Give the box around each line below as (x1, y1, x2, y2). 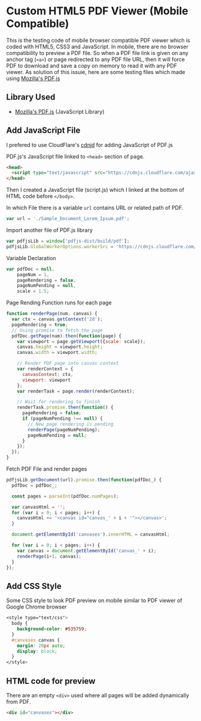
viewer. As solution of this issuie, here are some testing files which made (6, 68, 185, 75)
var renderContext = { (17, 366, 74, 372)
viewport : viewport (22, 377, 71, 383)
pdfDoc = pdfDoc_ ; (11, 482, 58, 488)
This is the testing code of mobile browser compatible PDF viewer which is (6, 36, 190, 44)
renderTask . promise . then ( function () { (17, 405, 114, 411)
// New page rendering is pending (28, 421, 114, 427)
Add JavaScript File (6, 126, 81, 136)
